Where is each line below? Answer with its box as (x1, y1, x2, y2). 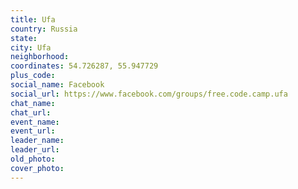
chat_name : (10, 98, 56, 108)
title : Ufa (10, 14, 56, 25)
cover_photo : (10, 163, 65, 173)
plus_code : (10, 71, 56, 81)
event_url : (10, 126, 56, 136)
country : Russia (10, 24, 78, 34)
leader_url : (10, 145, 60, 155)
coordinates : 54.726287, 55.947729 (10, 61, 159, 71)
